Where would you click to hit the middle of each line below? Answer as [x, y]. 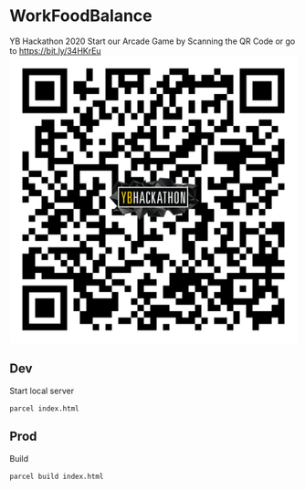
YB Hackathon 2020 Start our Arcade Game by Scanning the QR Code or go [152, 41]
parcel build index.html [57, 476]
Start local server [42, 391]
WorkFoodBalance [81, 16]
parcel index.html [44, 408]
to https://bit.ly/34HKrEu [56, 50]
